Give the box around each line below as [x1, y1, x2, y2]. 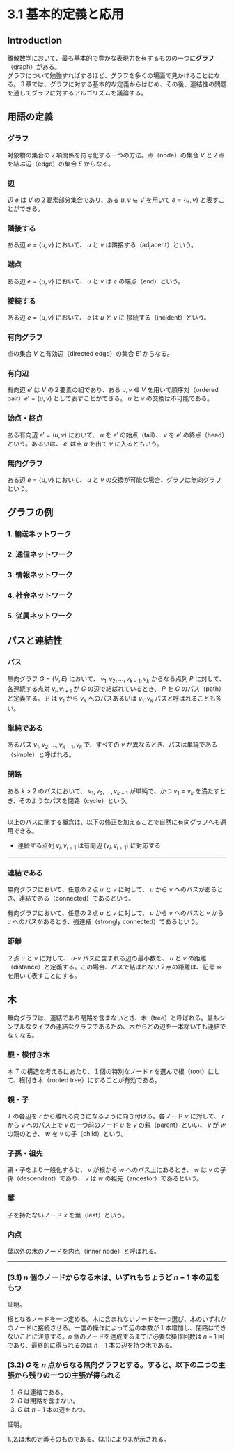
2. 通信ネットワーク [7, 549, 73, 559]
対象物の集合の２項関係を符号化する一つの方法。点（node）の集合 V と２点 [7, 150, 225, 159]
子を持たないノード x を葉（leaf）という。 [7, 1210, 129, 1219]
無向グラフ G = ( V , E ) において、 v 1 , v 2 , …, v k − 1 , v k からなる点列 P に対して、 [7, 674, 226, 685]
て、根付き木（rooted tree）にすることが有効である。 [7, 1075, 162, 1084]
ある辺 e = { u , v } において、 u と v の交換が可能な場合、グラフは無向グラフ [7, 476, 221, 484]
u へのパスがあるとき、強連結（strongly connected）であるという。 [7, 917, 202, 926]
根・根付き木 [7, 1050, 51, 1059]
